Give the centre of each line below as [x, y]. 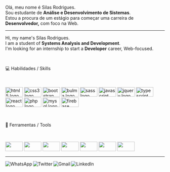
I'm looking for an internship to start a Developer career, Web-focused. [79, 48]
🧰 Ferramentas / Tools [28, 125]
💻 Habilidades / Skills [28, 68]
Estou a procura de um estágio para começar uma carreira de [70, 18]
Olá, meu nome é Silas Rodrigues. [40, 7]
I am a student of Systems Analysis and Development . [63, 43]
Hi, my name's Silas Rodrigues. [37, 38]
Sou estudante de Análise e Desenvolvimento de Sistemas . [68, 13]
